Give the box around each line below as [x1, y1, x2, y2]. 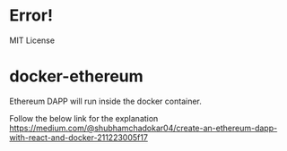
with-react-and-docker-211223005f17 [9, 131, 148, 143]
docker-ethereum [9, 66, 143, 87]
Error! [9, 5, 54, 26]
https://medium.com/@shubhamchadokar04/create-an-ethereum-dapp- [9, 122, 278, 133]
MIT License [9, 35, 56, 46]
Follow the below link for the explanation [9, 113, 159, 123]
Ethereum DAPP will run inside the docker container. [9, 96, 202, 106]
